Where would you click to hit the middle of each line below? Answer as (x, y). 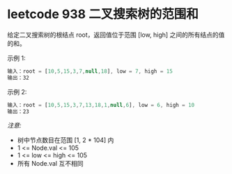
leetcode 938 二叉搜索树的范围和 (103, 14)
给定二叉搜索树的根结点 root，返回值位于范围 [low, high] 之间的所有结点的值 (116, 35)
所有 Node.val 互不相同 (50, 164)
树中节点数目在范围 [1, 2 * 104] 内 (65, 140)
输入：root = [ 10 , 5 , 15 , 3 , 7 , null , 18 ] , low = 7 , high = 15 (90, 71)
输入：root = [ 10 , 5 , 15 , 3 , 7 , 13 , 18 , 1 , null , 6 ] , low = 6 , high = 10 (101, 105)
